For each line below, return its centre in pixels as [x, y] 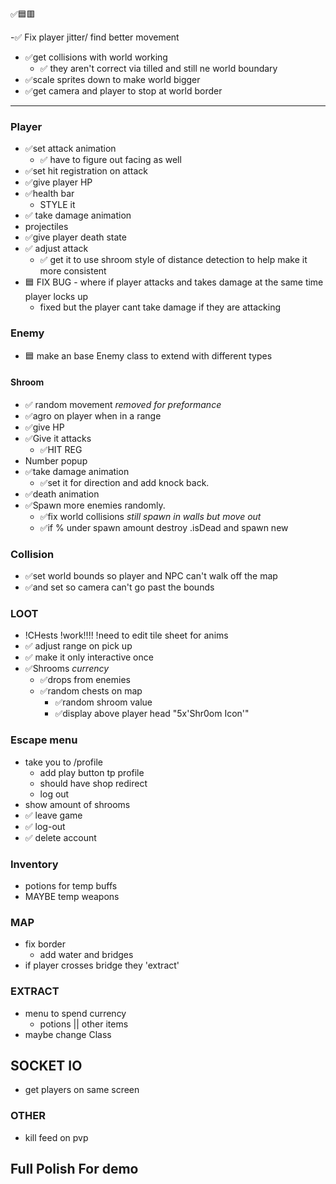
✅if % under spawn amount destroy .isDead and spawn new [164, 527]
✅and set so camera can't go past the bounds [119, 587]
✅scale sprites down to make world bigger [112, 79]
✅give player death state [75, 237]
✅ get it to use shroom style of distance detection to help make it [173, 260]
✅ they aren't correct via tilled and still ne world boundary [158, 68]
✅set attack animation [70, 149]
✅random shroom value [103, 702]
